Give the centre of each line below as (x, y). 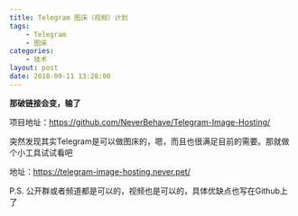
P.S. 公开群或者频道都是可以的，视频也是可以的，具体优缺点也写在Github (144, 191)
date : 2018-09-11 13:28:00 (60, 76)
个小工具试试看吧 (41, 152)
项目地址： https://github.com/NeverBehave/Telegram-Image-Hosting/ (140, 121)
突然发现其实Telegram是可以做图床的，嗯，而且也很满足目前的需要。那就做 (149, 141)
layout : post (34, 68)
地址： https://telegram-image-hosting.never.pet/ (100, 171)
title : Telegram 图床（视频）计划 (69, 18)
